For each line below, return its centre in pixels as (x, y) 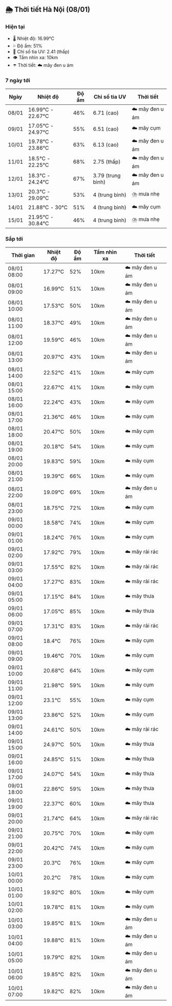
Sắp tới (14, 239)
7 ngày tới (18, 80)
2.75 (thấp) (107, 162)
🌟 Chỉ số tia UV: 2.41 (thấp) (41, 51)
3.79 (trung (107, 176)
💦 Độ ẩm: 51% (27, 46)
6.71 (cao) (106, 113)
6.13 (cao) (106, 145)
